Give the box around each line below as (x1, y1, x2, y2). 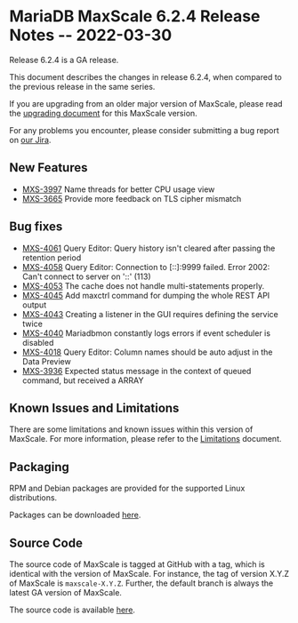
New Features (9, 160, 88, 175)
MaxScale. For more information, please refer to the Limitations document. (9, 434, 282, 444)
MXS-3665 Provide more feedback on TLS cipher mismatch (21, 193, 242, 204)
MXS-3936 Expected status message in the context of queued (21, 365, 252, 376)
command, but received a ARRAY (21, 375, 144, 386)
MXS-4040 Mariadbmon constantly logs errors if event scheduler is (21, 327, 271, 339)
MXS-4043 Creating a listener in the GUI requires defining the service (21, 308, 278, 319)
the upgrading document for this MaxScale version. (9, 108, 197, 118)
